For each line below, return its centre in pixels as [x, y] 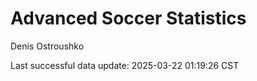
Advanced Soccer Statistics [128, 18]
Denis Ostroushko [47, 46]
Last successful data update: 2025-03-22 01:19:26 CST [125, 65]
